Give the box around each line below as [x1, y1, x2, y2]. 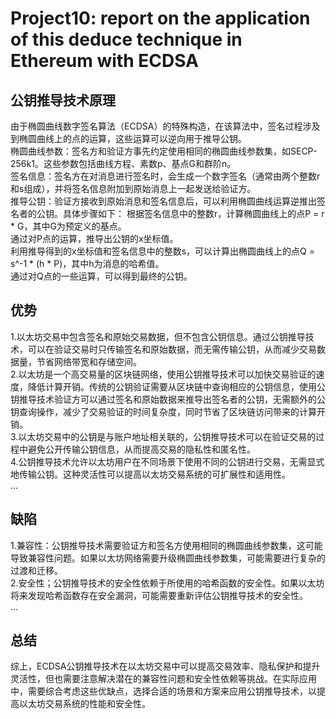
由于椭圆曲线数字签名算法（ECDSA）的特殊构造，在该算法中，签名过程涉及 [10, 120, 321, 132]
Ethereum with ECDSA [10, 50, 199, 72]
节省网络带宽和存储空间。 [36, 355, 142, 367]
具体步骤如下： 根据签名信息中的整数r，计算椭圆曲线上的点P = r [62, 208, 325, 219]
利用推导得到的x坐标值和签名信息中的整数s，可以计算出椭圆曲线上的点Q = [10, 245, 315, 257]
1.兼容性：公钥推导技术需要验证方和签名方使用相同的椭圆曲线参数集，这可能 [10, 539, 323, 551]
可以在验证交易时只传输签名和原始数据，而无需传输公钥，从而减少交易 [27, 343, 317, 355]
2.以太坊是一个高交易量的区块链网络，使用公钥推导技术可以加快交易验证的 [10, 368, 317, 380]
